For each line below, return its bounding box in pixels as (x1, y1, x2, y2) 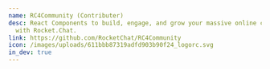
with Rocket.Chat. (15, 26, 78, 34)
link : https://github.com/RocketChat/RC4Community (8, 33, 182, 42)
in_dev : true (8, 48, 52, 56)
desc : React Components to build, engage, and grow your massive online (8, 19, 257, 27)
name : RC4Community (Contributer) (8, 11, 125, 20)
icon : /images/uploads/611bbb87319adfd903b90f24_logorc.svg (8, 41, 215, 49)
